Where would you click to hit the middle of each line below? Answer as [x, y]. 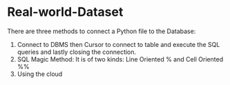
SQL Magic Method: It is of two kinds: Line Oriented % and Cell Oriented [120, 59]
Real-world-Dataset [65, 12]
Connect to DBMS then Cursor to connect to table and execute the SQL [118, 44]
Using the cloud [40, 74]
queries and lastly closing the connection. [77, 52]
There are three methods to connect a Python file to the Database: [102, 31]
